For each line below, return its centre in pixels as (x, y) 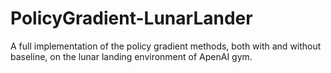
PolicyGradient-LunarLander (131, 18)
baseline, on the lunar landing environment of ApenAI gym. (131, 56)
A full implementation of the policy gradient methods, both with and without (166, 46)
